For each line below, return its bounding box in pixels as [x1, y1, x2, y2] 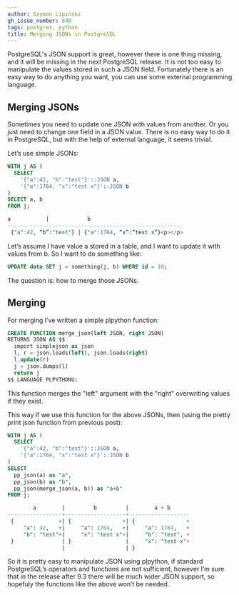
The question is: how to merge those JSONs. [7, 276, 139, 284]
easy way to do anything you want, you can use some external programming [7, 73, 233, 81]
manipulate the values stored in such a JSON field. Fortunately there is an [7, 65, 223, 74]
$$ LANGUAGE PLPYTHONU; [7, 376, 78, 383]
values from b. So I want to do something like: [7, 249, 142, 258]
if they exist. [7, 396, 44, 405]
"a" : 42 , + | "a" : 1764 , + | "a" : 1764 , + [23, 524, 190, 531]
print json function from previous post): [7, 418, 123, 426]
